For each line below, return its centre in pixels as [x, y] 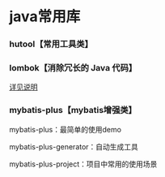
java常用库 [45, 17]
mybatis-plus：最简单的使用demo [66, 129]
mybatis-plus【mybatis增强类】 [73, 110]
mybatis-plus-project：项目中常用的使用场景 [83, 164]
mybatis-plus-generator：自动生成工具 [74, 146]
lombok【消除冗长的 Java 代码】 [73, 68]
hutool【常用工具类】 [51, 44]
